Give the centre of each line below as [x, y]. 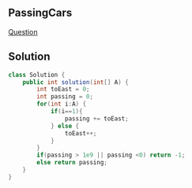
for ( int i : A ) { [62, 104]
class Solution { [37, 75]
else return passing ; [72, 163]
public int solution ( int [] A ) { [75, 82]
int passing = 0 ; [65, 97]
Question [23, 31]
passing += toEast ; [96, 118]
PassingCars [40, 13]
